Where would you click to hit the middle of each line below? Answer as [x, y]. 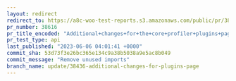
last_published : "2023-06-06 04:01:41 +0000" [74, 46]
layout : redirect [32, 14]
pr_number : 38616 [32, 27]
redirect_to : [26, 20]
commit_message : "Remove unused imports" [68, 60]
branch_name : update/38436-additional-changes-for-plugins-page [103, 66]
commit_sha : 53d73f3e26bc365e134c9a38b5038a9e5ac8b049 [89, 54]
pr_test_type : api [33, 40]
